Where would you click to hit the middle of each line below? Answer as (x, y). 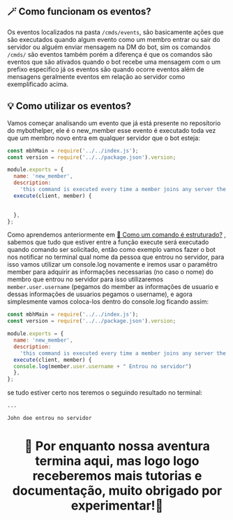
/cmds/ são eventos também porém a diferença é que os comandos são (110, 54)
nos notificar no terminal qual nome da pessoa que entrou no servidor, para (116, 257)
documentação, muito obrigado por (117, 491)
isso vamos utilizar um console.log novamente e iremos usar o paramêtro (112, 265)
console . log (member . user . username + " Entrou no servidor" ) (103, 366)
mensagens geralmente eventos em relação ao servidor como (96, 76)
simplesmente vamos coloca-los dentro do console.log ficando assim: (108, 302)
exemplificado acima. (38, 84)
